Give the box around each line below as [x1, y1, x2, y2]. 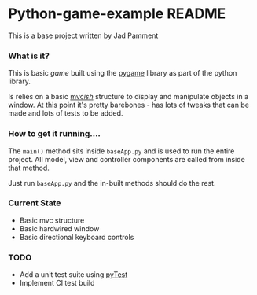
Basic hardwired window [19, 223, 100, 233]
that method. [8, 163, 50, 172]
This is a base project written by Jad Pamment [8, 31, 159, 40]
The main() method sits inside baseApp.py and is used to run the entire [8, 146, 235, 156]
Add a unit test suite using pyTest [19, 270, 128, 279]
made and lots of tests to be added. [8, 109, 123, 118]
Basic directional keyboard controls [19, 232, 134, 242]
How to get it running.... [8, 128, 101, 139]
